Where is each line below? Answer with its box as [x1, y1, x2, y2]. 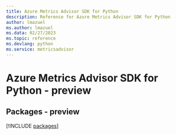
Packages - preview [6, 107, 80, 117]
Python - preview [6, 84, 91, 97]
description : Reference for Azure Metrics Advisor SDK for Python [6, 14, 171, 20]
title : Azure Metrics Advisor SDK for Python [6, 8, 118, 15]
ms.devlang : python [6, 41, 54, 47]
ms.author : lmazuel [6, 24, 54, 31]
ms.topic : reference [6, 35, 57, 41]
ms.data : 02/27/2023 [6, 30, 57, 36]
